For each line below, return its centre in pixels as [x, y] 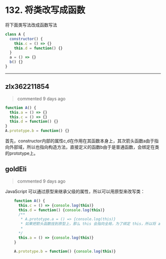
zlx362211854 [27, 87]
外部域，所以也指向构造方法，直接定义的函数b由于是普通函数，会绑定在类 [84, 147]
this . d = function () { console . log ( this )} [62, 210]
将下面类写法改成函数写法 [31, 25]
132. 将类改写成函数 [45, 10]
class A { [15, 34]
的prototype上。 [22, 153]
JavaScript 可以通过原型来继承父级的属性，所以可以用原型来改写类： [75, 191]
